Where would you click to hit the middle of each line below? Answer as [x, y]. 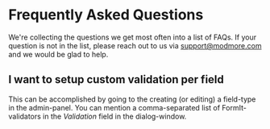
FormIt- [234, 107]
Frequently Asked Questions [106, 15]
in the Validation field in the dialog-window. [115, 116]
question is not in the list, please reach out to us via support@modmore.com [135, 45]
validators [25, 116]
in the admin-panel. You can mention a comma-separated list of [114, 107]
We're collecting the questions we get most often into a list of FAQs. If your [132, 37]
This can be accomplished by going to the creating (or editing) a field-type [132, 99]
